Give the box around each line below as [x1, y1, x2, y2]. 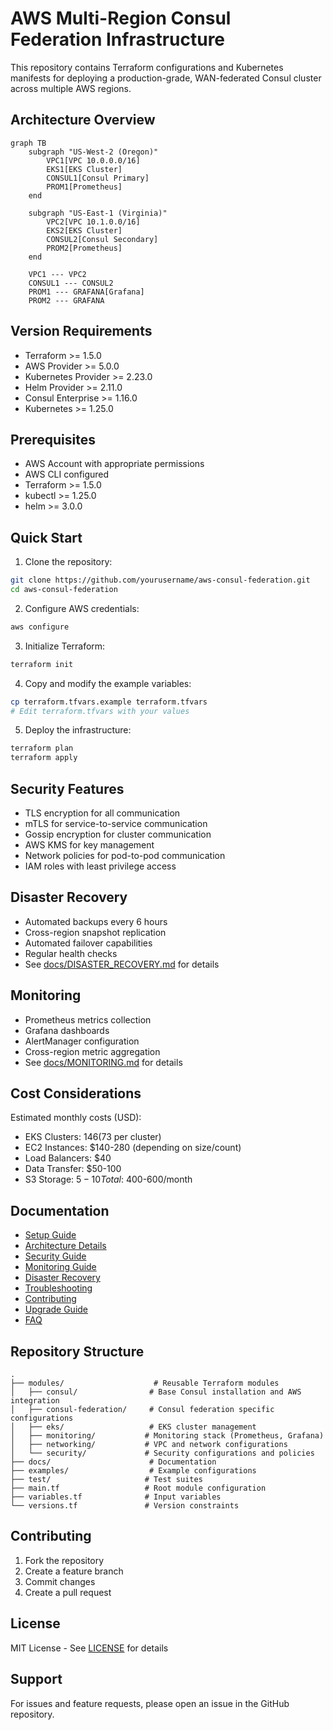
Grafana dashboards [24, 1024, 110, 1036]
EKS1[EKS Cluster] [46, 164, 123, 174]
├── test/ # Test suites [10, 1475, 203, 1485]
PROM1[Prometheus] [46, 182, 123, 192]
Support [10, 1671, 63, 1688]
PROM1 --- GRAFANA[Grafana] [28, 287, 145, 297]
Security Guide [24, 1250, 87, 1262]
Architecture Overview [10, 112, 156, 129]
